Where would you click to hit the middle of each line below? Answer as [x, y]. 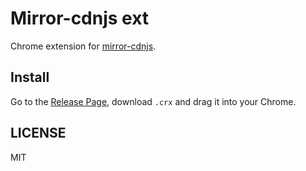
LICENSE [38, 133]
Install [30, 77]
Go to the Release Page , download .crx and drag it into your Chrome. [153, 101]
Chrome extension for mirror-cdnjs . [83, 46]
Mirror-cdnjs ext [80, 18]
